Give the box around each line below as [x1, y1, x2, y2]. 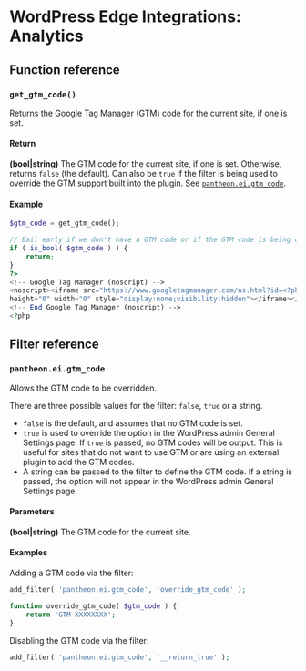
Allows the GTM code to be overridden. [9, 382, 158, 393]
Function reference [9, 62, 120, 77]
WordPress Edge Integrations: [9, 6, 241, 27]
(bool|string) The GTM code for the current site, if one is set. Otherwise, [9, 158, 282, 169]
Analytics [9, 25, 84, 46]
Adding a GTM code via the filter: [9, 567, 134, 578]
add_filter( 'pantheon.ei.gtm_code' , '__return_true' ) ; [9, 653, 230, 662]
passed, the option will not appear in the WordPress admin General [22, 475, 274, 486]
